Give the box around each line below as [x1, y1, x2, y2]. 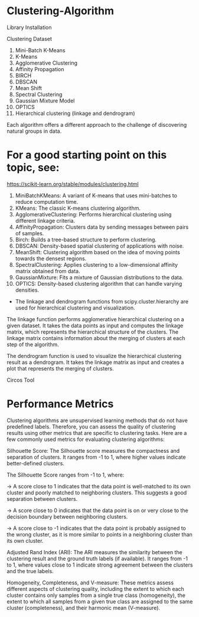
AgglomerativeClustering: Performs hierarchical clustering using [15, 210, 172, 218]
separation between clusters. [6, 495, 78, 502]
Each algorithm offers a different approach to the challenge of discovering [6, 121, 187, 128]
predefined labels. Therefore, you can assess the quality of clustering [6, 423, 176, 430]
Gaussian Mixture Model [15, 97, 75, 104]
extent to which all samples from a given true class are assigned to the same [6, 597, 193, 605]
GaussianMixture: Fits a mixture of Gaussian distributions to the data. [15, 274, 184, 281]
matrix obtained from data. [15, 267, 80, 274]
